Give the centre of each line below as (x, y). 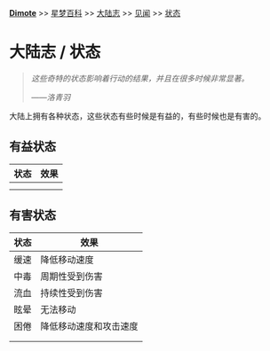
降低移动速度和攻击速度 (90, 326)
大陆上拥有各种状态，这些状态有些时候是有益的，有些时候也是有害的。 (138, 116)
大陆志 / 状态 (55, 52)
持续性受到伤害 (72, 292)
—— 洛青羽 (51, 97)
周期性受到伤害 (72, 276)
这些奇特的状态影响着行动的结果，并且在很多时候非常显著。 (140, 78)
